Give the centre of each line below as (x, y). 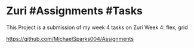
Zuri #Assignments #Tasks (75, 11)
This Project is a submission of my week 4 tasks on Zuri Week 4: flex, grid (97, 27)
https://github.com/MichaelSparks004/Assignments (70, 39)
